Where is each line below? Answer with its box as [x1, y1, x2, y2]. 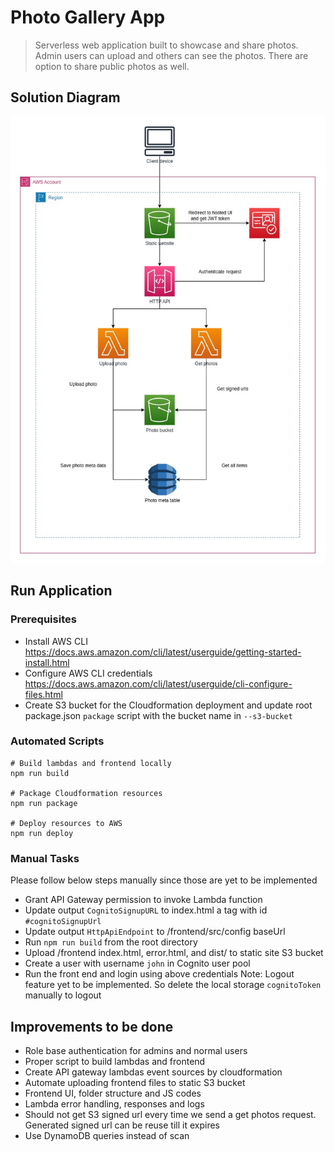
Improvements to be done [10, 1018, 174, 1035]
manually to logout [24, 989, 102, 1001]
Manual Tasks [10, 851, 80, 865]
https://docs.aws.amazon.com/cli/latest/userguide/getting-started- [24, 646, 302, 658]
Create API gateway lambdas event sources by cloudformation [24, 1066, 283, 1078]
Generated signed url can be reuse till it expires [24, 1119, 220, 1131]
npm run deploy [10, 828, 74, 838]
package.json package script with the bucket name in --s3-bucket [24, 709, 293, 721]
